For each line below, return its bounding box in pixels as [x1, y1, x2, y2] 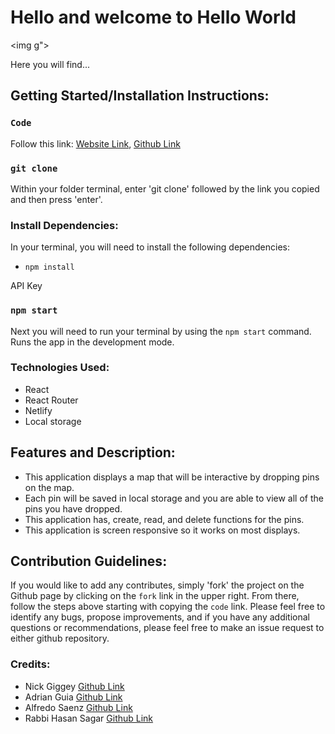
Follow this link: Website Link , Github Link [10, 137, 181, 150]
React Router [24, 394, 79, 406]
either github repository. [10, 632, 110, 645]
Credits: [10, 657, 51, 671]
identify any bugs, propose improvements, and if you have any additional [10, 611, 310, 623]
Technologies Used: [10, 361, 110, 375]
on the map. [24, 481, 75, 493]
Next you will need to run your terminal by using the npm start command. [10, 325, 312, 337]
